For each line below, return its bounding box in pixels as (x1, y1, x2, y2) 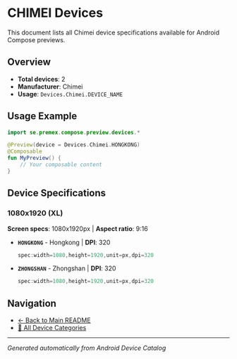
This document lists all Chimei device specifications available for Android (7, 28, 220, 37)
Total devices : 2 (17, 75, 66, 83)
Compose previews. (7, 35, 66, 44)
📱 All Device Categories (17, 324, 87, 332)
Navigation (7, 297, 56, 309)
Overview (7, 56, 51, 68)
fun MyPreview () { (7, 155, 61, 162)
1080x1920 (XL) (7, 208, 63, 218)
